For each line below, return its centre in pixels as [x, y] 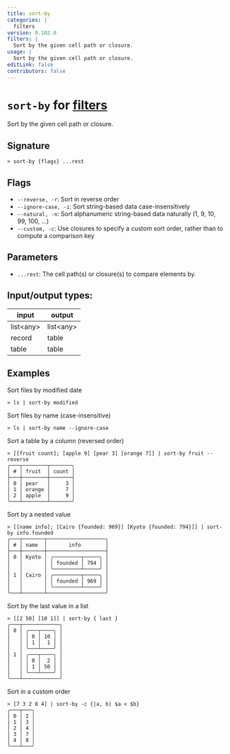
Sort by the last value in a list [48, 605]
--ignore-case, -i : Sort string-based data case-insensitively [103, 206]
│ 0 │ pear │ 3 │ [41, 483]
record [21, 338]
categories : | [27, 20]
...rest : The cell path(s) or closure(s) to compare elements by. [106, 274]
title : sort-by [29, 13]
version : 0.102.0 [32, 33]
